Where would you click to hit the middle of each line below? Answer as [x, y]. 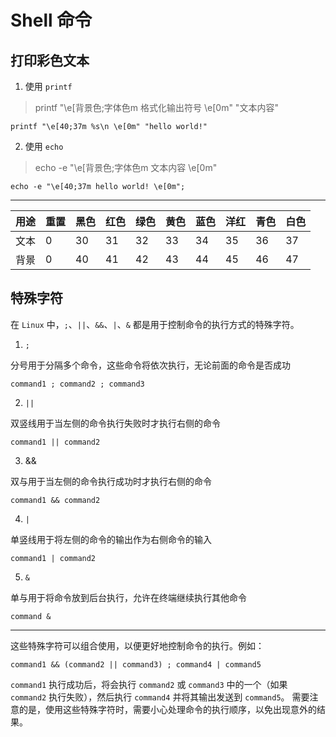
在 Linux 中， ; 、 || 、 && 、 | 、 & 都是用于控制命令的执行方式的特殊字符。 [155, 324]
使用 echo [44, 146]
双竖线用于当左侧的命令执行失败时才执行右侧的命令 [115, 423]
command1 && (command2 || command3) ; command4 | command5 [136, 664]
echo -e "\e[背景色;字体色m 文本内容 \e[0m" [126, 167]
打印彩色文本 [50, 60]
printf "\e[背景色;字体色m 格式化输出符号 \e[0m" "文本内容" [156, 107]
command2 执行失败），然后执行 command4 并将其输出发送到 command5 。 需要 [160, 697]
